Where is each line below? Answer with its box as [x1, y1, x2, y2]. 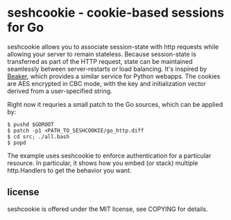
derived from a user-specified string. [7, 87, 112, 95]
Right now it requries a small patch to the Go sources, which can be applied [7, 100, 223, 108]
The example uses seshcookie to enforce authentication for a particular [7, 151, 212, 160]
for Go [7, 19, 44, 35]
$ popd [7, 139, 26, 146]
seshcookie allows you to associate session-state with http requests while [7, 42, 219, 51]
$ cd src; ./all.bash [7, 133, 70, 140]
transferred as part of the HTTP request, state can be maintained [7, 57, 193, 65]
